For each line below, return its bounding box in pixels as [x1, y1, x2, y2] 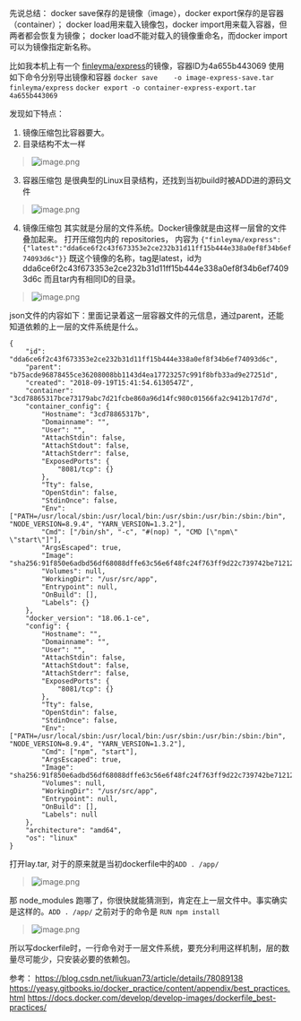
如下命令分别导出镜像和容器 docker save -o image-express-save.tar [9, 72, 275, 83]
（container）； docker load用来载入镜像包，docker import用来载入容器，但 [9, 19, 288, 30]
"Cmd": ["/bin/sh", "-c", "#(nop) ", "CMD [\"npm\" [41, 528, 239, 537]
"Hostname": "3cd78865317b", [41, 410, 150, 419]
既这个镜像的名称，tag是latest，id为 [68, 253, 202, 263]
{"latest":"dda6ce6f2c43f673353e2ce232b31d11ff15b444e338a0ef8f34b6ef [21, 244, 292, 253]
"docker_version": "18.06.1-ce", [25, 614, 150, 623]
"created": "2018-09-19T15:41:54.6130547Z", [25, 379, 194, 388]
